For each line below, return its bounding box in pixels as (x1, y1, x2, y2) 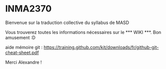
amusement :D (5, 34, 36, 40)
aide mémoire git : (5, 44, 43, 50)
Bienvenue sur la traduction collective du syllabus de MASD (5, 19, 130, 25)
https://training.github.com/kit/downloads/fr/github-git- (43, 44, 159, 50)
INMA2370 (5, 3, 52, 14)
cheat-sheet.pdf (5, 49, 39, 55)
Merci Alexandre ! (5, 59, 42, 65)
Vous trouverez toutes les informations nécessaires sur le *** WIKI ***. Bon (5, 29, 161, 35)
